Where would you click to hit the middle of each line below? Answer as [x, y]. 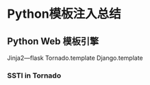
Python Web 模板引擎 [53, 41]
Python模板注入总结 [64, 14]
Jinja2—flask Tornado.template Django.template [75, 58]
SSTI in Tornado [34, 75]
